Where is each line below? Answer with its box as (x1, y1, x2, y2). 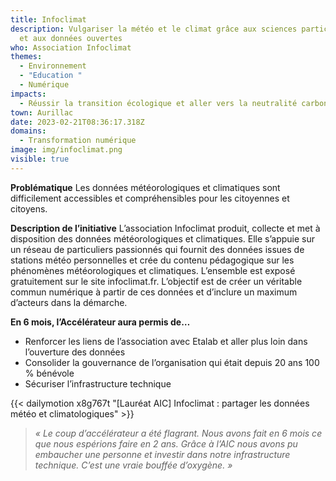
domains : (10, 126, 47, 136)
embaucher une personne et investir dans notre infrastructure (34, 448, 291, 460)
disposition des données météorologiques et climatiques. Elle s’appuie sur (10, 232, 316, 245)
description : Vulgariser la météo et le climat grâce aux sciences (10, 24, 298, 34)
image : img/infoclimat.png (10, 145, 123, 155)
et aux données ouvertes (19, 33, 123, 43)
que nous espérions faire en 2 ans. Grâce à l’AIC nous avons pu (34, 437, 298, 450)
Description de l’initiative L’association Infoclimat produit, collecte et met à (10, 222, 321, 234)
